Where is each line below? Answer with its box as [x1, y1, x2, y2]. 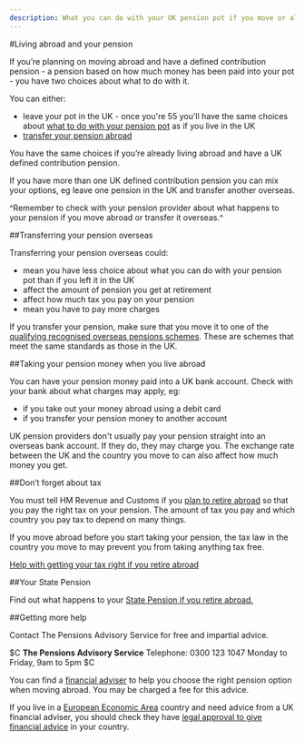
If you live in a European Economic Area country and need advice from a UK [9, 702, 294, 713]
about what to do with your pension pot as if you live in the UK [22, 120, 256, 131]
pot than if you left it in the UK [22, 274, 134, 285]
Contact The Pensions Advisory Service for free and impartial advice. [9, 629, 270, 640]
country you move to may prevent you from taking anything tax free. [9, 541, 265, 552]
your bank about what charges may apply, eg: [9, 385, 182, 396]
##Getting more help [9, 612, 87, 623]
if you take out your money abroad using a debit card [22, 402, 221, 414]
